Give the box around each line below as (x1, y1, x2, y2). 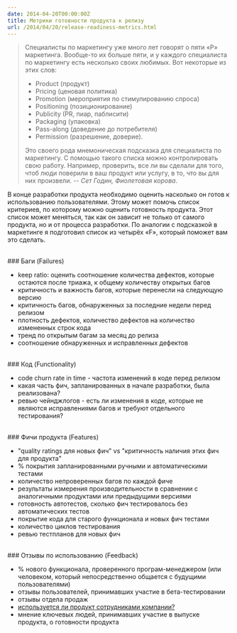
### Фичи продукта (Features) (7, 433, 99, 442)
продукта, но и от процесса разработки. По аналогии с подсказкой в (7, 220, 218, 229)
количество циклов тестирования (17, 522, 121, 531)
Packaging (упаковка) (35, 117, 101, 126)
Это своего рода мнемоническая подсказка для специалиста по (24, 147, 222, 155)
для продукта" (17, 454, 62, 463)
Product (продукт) (35, 80, 90, 88)
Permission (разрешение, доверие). (35, 132, 143, 141)
